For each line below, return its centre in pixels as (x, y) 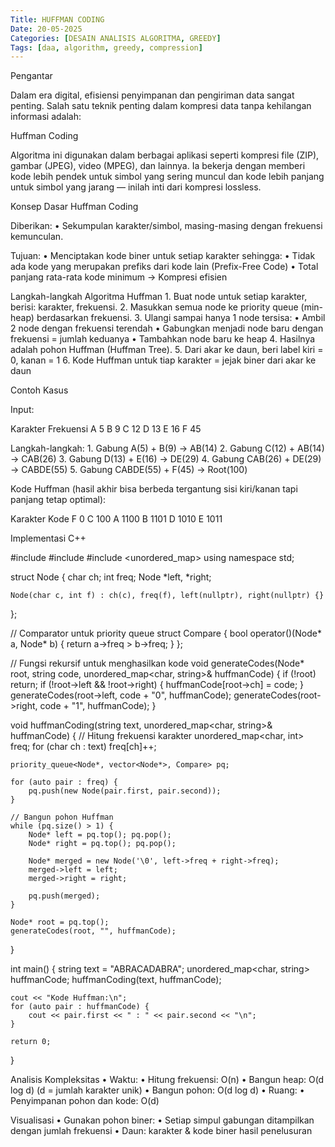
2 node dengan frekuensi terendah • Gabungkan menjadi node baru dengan (167, 328)
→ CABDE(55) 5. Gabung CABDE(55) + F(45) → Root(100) (129, 470)
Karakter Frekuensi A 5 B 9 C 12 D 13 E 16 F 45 (106, 429)
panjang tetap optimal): (58, 500)
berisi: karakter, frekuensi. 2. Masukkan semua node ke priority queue (154, 307)
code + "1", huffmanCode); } (98, 706)
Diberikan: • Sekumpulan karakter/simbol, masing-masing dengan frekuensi (166, 226)
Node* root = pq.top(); (60, 922)
